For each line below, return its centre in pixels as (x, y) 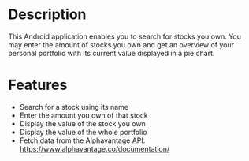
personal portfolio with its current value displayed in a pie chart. (111, 53)
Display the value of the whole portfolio (83, 132)
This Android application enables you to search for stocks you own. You (125, 36)
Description (47, 15)
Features (38, 85)
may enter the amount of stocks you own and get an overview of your (121, 44)
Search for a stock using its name (74, 107)
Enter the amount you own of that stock (84, 115)
